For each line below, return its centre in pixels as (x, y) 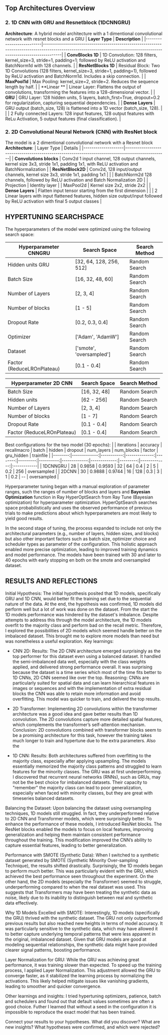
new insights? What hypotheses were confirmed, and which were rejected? (82, 1027)
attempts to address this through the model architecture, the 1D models (78, 620)
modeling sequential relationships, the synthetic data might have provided (81, 944)
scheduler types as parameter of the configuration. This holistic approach (81, 544)
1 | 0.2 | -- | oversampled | (32, 476)
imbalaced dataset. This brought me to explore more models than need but (82, 636)
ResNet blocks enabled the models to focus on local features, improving (79, 829)
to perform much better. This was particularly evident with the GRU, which (81, 871)
